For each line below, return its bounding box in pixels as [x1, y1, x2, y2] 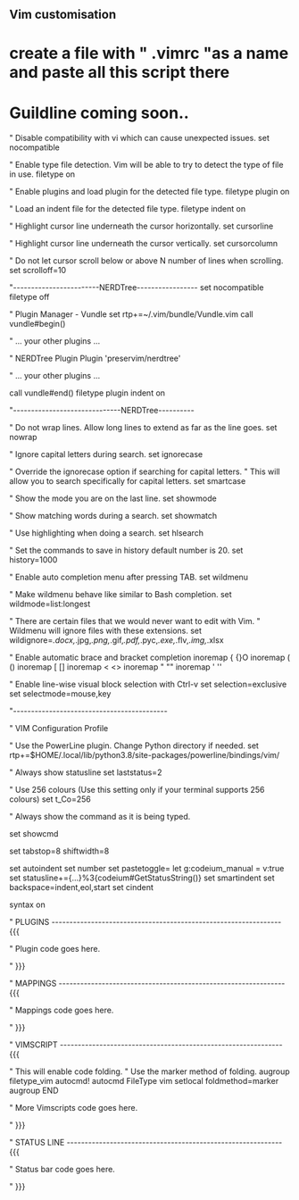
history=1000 [9, 554, 58, 565]
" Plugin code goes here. [9, 943, 101, 954]
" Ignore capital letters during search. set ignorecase [9, 448, 203, 459]
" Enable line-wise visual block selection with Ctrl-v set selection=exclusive [9, 679, 287, 689]
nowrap [9, 431, 37, 442]
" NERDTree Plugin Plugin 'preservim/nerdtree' [9, 353, 181, 363]
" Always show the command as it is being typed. [9, 811, 191, 821]
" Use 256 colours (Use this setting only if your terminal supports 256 [9, 784, 265, 795]
